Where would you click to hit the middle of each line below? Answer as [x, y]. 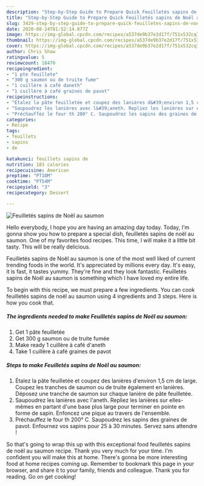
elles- [176, 400]
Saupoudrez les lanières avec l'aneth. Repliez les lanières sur [91, 400]
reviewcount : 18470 [31, 63]
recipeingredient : [29, 69]
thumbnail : [20, 40]
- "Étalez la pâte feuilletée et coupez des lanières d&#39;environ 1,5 [100, 102]
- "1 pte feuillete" [32, 74]
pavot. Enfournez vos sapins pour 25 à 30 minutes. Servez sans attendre [106, 426]
